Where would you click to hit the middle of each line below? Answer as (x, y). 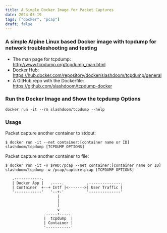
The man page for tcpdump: (42, 59)
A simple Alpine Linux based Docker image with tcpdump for (81, 42)
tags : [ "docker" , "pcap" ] (32, 19)
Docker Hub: (26, 70)
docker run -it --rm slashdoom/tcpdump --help (55, 109)
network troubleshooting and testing (51, 48)
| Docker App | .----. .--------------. (67, 183)
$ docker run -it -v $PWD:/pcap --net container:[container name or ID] (83, 166)
